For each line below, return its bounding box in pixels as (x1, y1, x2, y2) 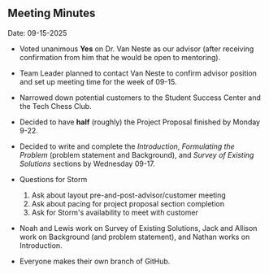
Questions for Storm (19, 174, 88, 184)
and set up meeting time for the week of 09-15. (19, 76, 177, 86)
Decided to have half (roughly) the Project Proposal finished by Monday (19, 117, 261, 127)
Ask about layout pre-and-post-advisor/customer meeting (31, 190, 227, 200)
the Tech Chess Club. (19, 101, 92, 111)
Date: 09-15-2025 (7, 28, 67, 37)
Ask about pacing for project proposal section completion (31, 198, 225, 208)
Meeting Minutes (7, 7, 96, 20)
